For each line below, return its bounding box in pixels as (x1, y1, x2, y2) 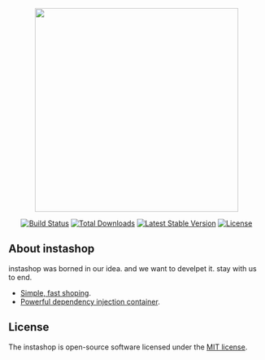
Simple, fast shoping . (20, 288, 92, 297)
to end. (8, 272, 33, 282)
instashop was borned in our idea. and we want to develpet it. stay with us (8, 263, 258, 273)
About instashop (8, 242, 95, 256)
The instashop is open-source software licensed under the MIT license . (8, 342, 248, 352)
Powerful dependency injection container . (20, 296, 160, 306)
